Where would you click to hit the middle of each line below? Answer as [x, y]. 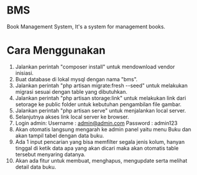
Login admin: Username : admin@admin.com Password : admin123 [96, 123]
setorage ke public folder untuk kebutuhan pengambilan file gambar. [98, 104]
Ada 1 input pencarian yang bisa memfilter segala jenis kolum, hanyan [100, 141]
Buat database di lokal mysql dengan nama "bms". [76, 79]
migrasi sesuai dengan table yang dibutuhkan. [71, 91]
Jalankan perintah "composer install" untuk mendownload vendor [95, 67]
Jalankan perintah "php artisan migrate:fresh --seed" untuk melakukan [101, 85]
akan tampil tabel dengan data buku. [60, 136]
